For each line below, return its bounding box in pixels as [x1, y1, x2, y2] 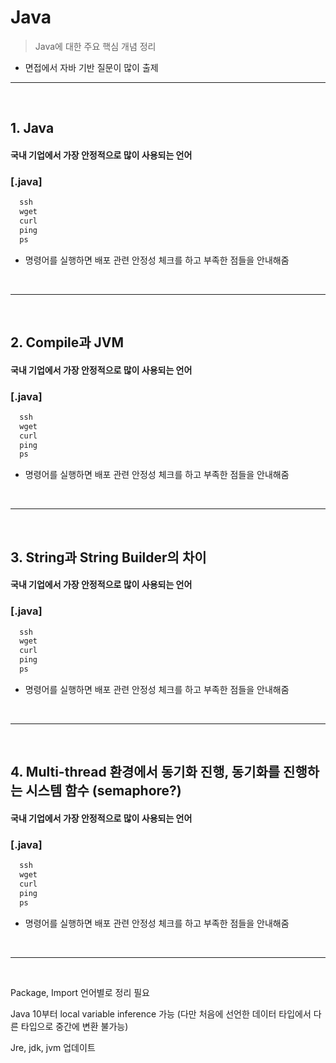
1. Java [10, 120, 55, 137]
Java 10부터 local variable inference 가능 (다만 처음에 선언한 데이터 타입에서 [10, 1007, 312, 1020]
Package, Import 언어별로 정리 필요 [10, 986, 150, 998]
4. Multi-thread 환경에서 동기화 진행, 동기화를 [10, 764, 281, 781]
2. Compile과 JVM [10, 334, 125, 351]
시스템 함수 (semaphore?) [25, 782, 182, 800]
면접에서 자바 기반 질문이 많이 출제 [24, 61, 159, 73]
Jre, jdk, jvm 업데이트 [10, 1041, 96, 1053]
